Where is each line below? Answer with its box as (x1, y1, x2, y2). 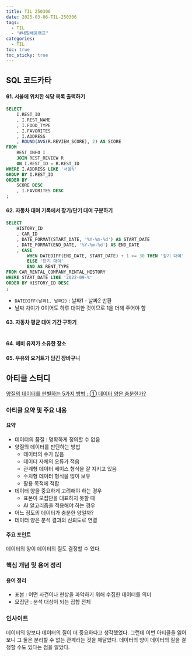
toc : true (6, 47, 30, 53)
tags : (6, 19, 19, 25)
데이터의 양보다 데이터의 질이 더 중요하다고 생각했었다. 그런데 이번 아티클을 (6, 628, 176, 636)
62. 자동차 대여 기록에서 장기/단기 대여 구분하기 (6, 206, 113, 214)
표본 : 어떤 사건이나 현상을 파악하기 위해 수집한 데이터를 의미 (14, 591, 152, 598)
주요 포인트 (6, 531, 31, 538)
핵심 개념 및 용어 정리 (6, 561, 61, 569)
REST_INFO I (16, 150, 46, 156)
